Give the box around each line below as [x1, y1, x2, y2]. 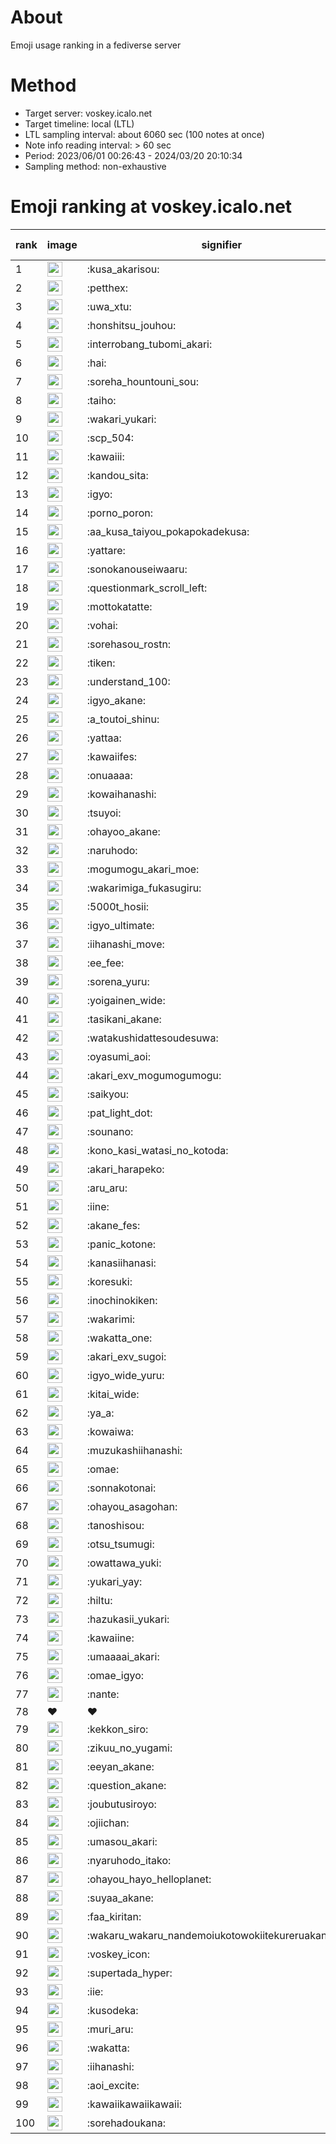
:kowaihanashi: [86, 787, 157, 801]
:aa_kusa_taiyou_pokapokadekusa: [86, 524, 250, 538]
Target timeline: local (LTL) [24, 117, 135, 130]
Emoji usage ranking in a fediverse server [10, 39, 182, 51]
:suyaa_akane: [86, 1891, 154, 1905]
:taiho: [86, 393, 117, 407]
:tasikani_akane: [86, 1012, 162, 1026]
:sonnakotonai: [86, 1481, 157, 1495]
